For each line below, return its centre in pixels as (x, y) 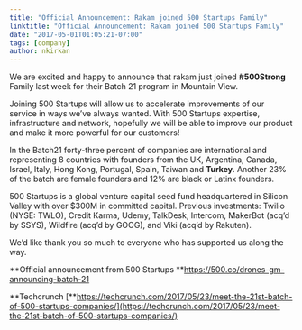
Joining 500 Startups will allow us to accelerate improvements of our (137, 104)
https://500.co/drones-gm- (234, 270)
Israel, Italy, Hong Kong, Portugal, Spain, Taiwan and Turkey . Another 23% (148, 170)
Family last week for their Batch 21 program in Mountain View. (124, 87)
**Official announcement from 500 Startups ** (97, 270)
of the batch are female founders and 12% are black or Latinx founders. (142, 179)
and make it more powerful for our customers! (95, 133)
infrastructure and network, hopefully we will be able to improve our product (151, 124)
